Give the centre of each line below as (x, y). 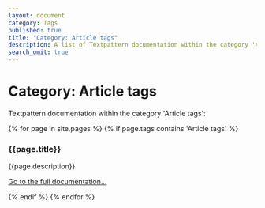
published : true (35, 30)
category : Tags (33, 23)
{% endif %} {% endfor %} (52, 197)
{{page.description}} (42, 166)
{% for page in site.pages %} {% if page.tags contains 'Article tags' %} (123, 128)
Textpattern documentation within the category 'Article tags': (107, 113)
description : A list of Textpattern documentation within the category (128, 45)
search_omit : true (38, 52)
